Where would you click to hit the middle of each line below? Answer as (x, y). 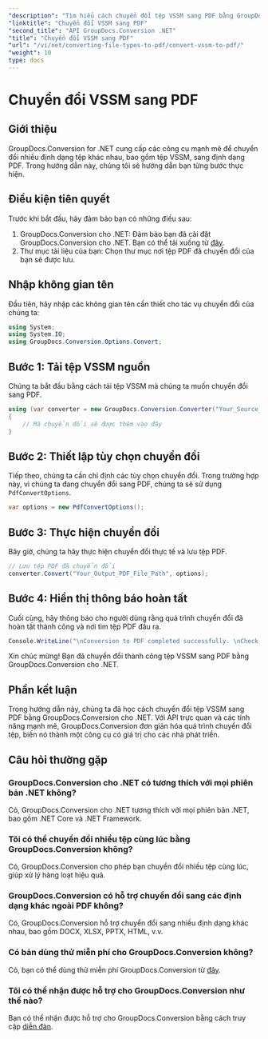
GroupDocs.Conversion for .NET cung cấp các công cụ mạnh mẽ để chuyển (133, 148)
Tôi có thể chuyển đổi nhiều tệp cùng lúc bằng (99, 839)
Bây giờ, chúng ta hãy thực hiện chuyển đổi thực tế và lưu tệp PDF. (118, 551)
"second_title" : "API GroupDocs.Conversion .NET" (93, 30)
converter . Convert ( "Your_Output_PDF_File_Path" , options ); (108, 573)
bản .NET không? (43, 793)
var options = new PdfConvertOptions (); (77, 508)
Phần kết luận (43, 690)
